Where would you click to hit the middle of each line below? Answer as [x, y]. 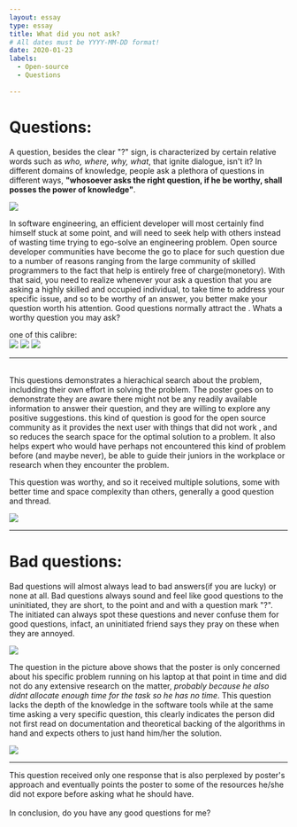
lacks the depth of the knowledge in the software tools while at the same [141, 705]
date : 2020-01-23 [41, 51]
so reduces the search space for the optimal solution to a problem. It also [142, 436]
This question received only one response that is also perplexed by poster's [147, 775]
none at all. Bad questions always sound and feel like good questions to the [146, 596]
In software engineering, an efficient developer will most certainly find [137, 223]
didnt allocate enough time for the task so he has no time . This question [140, 695]
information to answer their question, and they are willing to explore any [140, 408]
